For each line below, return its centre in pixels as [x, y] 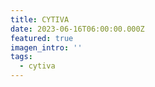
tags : [21, 57]
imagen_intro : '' [46, 47]
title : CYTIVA [40, 19]
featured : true [42, 38]
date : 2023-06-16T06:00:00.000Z [77, 29]
